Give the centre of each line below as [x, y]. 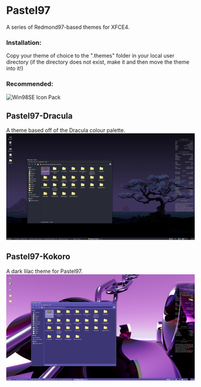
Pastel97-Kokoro [38, 256]
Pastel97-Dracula [39, 115]
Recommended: [30, 84]
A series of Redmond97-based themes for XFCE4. [68, 27]
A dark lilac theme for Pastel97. [44, 271]
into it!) [15, 68]
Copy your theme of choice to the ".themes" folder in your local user [90, 56]
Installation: [24, 43]
